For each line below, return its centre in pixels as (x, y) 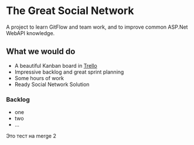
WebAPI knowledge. (30, 33)
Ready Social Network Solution (52, 84)
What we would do (41, 52)
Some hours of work (39, 78)
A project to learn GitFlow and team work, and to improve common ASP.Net (97, 27)
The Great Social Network (70, 11)
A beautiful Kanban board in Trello (56, 65)
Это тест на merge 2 (31, 136)
